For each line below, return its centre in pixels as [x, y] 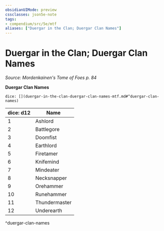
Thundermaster [53, 202]
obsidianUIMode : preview [31, 10]
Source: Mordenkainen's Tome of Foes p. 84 [51, 77]
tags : [11, 19]
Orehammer [49, 186]
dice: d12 [19, 113]
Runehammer [51, 194]
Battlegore [47, 129]
